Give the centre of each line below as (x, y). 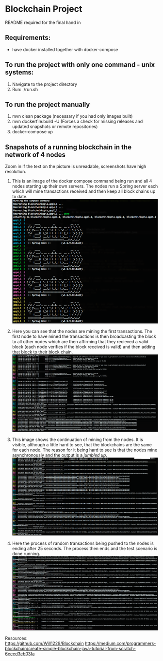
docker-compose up (33, 132)
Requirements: (28, 38)
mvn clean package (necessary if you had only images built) (72, 116)
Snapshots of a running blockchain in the (68, 147)
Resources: (16, 638)
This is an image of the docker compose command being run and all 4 (82, 181)
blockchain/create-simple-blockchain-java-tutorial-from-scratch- (70, 649)
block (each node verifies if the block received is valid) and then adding (84, 347)
